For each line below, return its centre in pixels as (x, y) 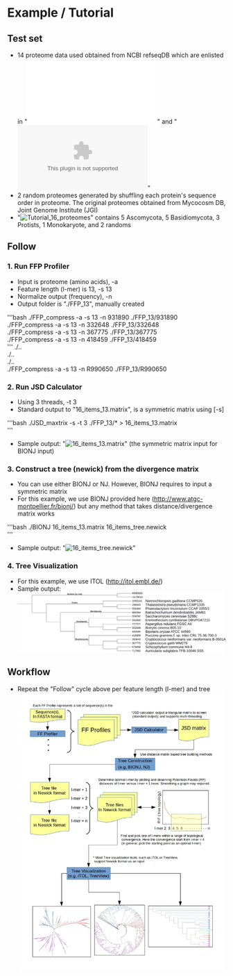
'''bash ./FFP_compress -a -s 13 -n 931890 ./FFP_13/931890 (93, 317)
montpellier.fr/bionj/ (45, 506)
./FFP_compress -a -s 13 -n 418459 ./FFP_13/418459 (82, 339)
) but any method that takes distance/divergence (143, 506)
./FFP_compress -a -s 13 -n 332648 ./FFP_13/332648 (83, 324)
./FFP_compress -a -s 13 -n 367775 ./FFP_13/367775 (82, 332)
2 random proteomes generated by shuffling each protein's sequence (116, 195)
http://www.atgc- (178, 499)
